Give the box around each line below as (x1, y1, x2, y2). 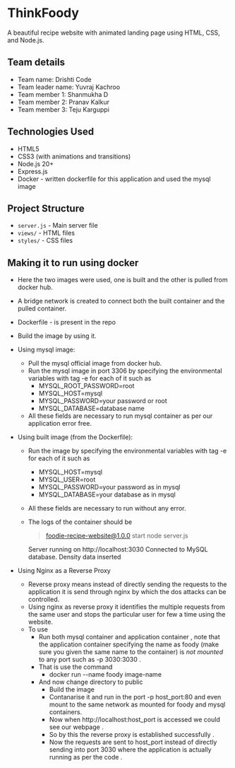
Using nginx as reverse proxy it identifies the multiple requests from (28, 603, 226, 611)
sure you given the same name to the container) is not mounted (38, 648, 224, 656)
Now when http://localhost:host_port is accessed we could (49, 716, 220, 724)
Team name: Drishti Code (17, 75, 92, 83)
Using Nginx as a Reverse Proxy (17, 566, 111, 575)
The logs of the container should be (28, 518, 133, 526)
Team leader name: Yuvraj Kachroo (17, 83, 121, 91)
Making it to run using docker (7, 257, 139, 269)
